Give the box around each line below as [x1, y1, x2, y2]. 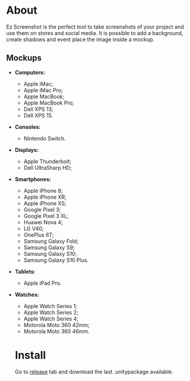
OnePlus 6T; [23, 231, 55, 238]
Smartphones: [14, 176, 52, 183]
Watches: [14, 291, 40, 298]
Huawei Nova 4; [23, 218, 64, 226]
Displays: [14, 146, 39, 153]
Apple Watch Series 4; [23, 315, 79, 322]
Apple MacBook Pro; [23, 99, 74, 106]
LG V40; [23, 225, 44, 232]
